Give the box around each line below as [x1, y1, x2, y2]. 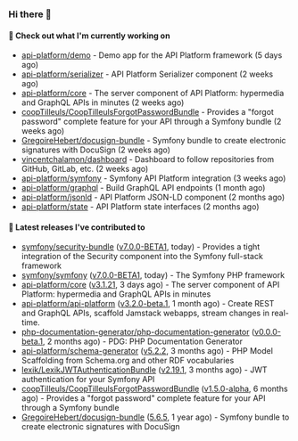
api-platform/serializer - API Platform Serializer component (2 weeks [21, 69, 274, 79]
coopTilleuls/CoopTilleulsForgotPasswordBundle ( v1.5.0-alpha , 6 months [21, 383, 288, 395]
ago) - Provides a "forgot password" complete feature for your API [21, 393, 266, 404]
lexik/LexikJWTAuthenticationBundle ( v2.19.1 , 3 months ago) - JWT [21, 364, 269, 375]
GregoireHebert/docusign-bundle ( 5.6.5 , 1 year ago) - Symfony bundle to [21, 412, 290, 422]
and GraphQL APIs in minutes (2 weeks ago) [21, 97, 185, 108]
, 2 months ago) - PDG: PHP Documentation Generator [42, 336, 243, 347]
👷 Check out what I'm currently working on [8, 30, 170, 41]
